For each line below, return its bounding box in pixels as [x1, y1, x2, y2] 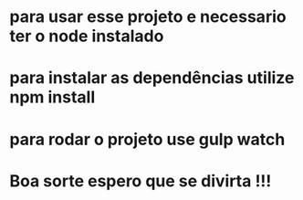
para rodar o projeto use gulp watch [9, 129, 286, 150]
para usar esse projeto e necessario [9, 6, 287, 27]
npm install [9, 87, 96, 108]
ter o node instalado [9, 26, 164, 47]
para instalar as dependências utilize [9, 68, 295, 89]
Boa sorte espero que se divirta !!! [9, 171, 272, 191]
